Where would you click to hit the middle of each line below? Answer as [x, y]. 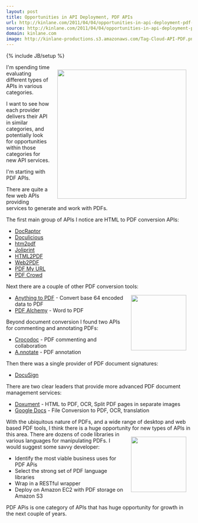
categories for [23, 154]
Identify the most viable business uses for [65, 458]
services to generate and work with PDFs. [57, 208]
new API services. [28, 160]
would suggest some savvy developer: [53, 447]
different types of [27, 80]
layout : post [22, 12]
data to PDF [29, 304]
